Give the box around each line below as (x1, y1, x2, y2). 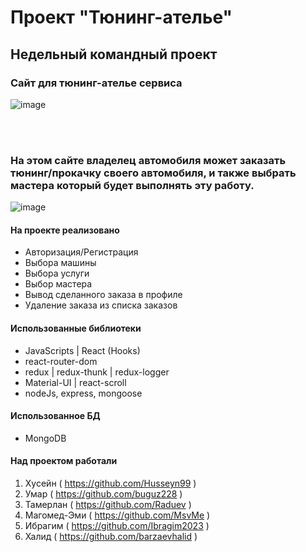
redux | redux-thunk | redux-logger (24, 366, 170, 378)
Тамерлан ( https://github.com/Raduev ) (24, 498, 192, 510)
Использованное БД (10, 410, 101, 422)
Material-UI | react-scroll (24, 376, 127, 388)
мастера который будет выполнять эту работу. (10, 178, 255, 192)
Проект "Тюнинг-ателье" (10, 6, 233, 29)
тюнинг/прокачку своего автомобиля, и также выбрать (10, 166, 297, 180)
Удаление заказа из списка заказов (24, 299, 178, 311)
